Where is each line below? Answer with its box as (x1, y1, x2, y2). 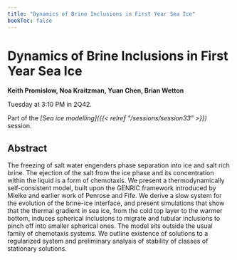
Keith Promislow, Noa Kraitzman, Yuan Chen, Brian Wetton (7, 86, 184, 95)
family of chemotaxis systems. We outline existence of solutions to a (7, 229, 209, 238)
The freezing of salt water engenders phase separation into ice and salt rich (7, 161, 230, 170)
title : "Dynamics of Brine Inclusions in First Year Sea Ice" (7, 10, 196, 18)
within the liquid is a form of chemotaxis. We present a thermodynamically (7, 176, 225, 185)
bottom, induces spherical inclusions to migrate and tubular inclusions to (7, 214, 221, 223)
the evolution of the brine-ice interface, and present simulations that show (7, 199, 225, 207)
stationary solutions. (7, 244, 68, 253)
